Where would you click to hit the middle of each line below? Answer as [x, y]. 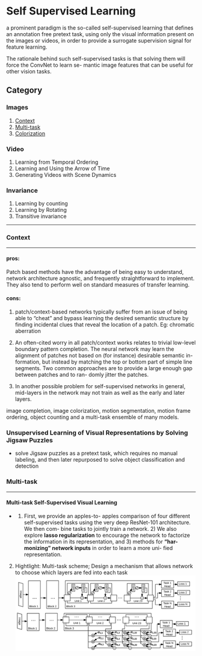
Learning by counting [41, 203]
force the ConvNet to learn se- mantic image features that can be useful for [100, 65]
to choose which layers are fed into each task [71, 572]
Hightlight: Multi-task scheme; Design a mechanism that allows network [104, 566]
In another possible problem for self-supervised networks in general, [100, 386]
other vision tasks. [29, 71]
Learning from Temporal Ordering [57, 162]
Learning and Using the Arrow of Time [62, 168]
